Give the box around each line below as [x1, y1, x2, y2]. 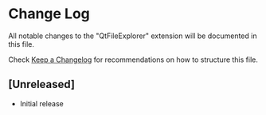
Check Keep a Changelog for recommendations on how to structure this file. [8, 55, 259, 64]
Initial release [19, 98, 64, 108]
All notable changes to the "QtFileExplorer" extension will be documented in [8, 31, 257, 40]
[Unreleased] [8, 78, 76, 91]
